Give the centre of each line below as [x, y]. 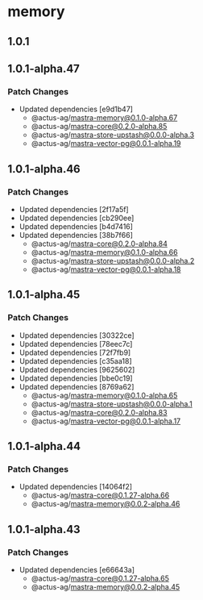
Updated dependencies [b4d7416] [76, 226]
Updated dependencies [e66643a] [77, 570]
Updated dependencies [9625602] [77, 369]
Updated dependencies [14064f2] [76, 487]
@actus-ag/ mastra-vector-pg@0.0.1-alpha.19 [106, 144]
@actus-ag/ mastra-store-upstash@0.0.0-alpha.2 [113, 260]
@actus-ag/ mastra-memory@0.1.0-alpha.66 [104, 252]
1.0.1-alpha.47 [43, 68]
